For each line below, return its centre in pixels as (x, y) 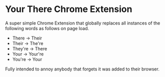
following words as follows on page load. (47, 28)
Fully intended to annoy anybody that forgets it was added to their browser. (82, 69)
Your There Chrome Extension (69, 9)
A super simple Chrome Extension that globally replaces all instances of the (83, 23)
